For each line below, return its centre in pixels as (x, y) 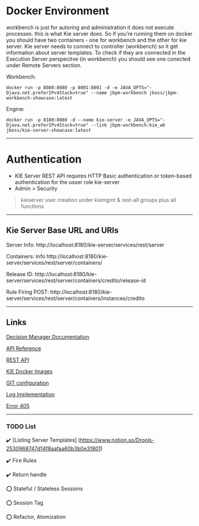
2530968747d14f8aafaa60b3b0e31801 (54, 448)
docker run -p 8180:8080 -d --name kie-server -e (69, 120)
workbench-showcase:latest (39, 98)
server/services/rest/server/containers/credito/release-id (76, 280)
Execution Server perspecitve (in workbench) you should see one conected (98, 59)
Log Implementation (31, 394)
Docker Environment (58, 11)
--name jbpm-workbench (119, 93)
